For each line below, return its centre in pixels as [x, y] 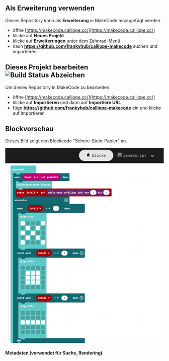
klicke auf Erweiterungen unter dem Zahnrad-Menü [66, 41]
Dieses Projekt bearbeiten [47, 67]
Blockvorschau [29, 129]
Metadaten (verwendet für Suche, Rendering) [54, 353]
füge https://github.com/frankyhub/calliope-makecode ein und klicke [87, 108]
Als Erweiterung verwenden [50, 8]
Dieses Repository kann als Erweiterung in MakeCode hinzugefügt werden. [83, 20]
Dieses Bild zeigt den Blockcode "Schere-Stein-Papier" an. [66, 141]
